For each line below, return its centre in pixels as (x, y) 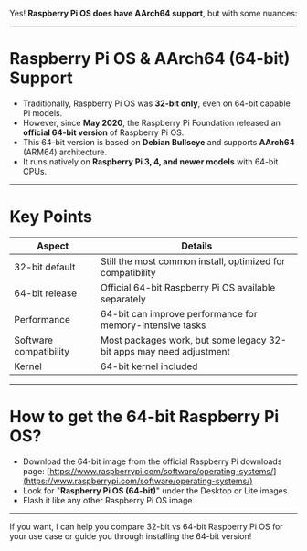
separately (123, 299)
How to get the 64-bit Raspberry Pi (144, 417)
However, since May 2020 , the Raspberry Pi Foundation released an (152, 122)
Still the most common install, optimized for (193, 261)
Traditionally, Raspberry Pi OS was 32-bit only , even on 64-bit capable (156, 103)
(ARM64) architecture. (65, 152)
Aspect (53, 246)
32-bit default (45, 267)
